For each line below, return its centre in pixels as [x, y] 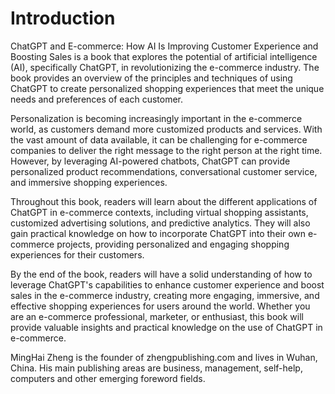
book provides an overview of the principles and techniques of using [151, 78]
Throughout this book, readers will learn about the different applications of [164, 201]
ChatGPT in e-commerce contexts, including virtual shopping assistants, [159, 212]
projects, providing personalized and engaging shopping [173, 244]
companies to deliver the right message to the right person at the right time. [166, 150]
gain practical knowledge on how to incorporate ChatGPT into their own [158, 233]
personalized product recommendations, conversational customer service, [164, 171]
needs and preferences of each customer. [97, 99]
